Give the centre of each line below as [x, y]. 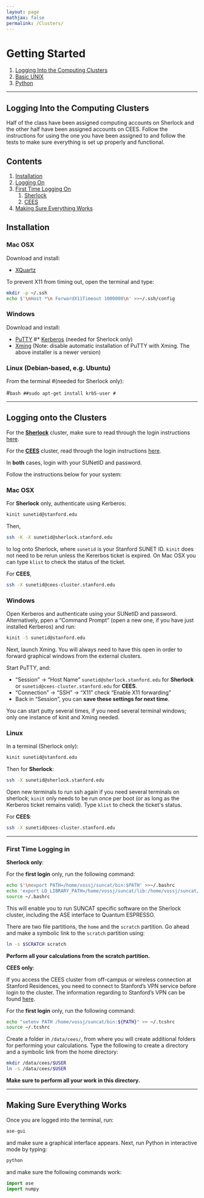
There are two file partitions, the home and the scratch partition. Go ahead [98, 926]
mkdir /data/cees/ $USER [36, 1063]
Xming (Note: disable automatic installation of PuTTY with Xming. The [102, 345]
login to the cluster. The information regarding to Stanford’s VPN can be [96, 992]
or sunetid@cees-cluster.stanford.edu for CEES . [76, 686]
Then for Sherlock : [30, 769]
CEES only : [20, 967]
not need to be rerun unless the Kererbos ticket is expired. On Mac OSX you [101, 555]
